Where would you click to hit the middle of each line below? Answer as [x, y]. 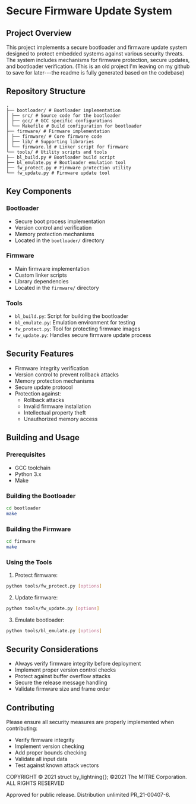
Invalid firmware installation [57, 406]
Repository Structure [46, 92]
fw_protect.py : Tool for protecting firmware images [78, 329]
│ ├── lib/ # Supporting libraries [50, 141]
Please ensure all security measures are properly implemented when [90, 722]
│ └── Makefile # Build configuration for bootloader [74, 126]
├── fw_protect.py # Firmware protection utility [69, 168]
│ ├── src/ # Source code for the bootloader [63, 115]
